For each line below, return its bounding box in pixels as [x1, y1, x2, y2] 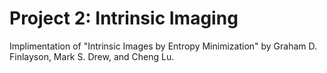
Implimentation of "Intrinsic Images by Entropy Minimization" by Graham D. [9, 40, 318, 52]
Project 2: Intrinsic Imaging [9, 7, 239, 30]
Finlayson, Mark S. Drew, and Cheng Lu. [9, 50, 175, 62]
